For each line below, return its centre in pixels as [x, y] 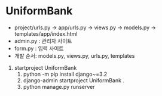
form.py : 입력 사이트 [39, 48]
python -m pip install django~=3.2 [65, 74]
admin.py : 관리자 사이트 [43, 41]
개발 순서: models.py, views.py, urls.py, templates [74, 55]
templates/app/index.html [46, 33]
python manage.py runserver [59, 86]
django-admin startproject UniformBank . [74, 80]
